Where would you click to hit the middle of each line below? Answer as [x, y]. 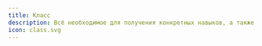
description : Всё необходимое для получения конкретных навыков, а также [131, 23]
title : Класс [29, 15]
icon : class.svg [35, 30]
